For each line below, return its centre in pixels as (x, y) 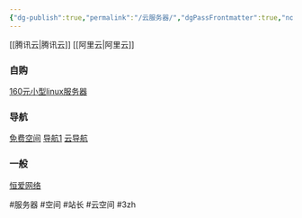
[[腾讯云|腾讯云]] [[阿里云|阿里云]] (72, 44)
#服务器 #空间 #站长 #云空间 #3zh (73, 204)
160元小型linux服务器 (49, 91)
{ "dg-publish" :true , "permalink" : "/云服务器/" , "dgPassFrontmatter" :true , (146, 18)
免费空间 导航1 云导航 (49, 138)
